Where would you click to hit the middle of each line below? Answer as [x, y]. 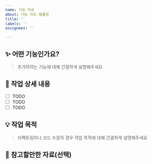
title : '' [15, 19]
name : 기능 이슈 [20, 10]
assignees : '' [20, 28]
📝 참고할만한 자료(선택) [38, 155]
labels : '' [16, 24]
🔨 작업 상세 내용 [28, 84]
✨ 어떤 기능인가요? [32, 54]
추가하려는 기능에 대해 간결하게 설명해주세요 [60, 67]
